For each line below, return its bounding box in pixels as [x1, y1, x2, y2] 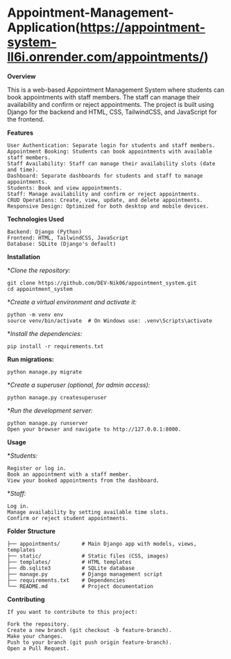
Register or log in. [7, 465, 67, 472]
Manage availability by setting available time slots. [7, 508, 169, 515]
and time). [7, 166, 39, 173]
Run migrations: [7, 355, 54, 363]
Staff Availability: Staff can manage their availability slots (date [7, 160, 216, 167]
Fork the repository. [7, 620, 70, 628]
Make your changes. [7, 633, 64, 640]
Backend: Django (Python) [7, 228, 82, 235]
